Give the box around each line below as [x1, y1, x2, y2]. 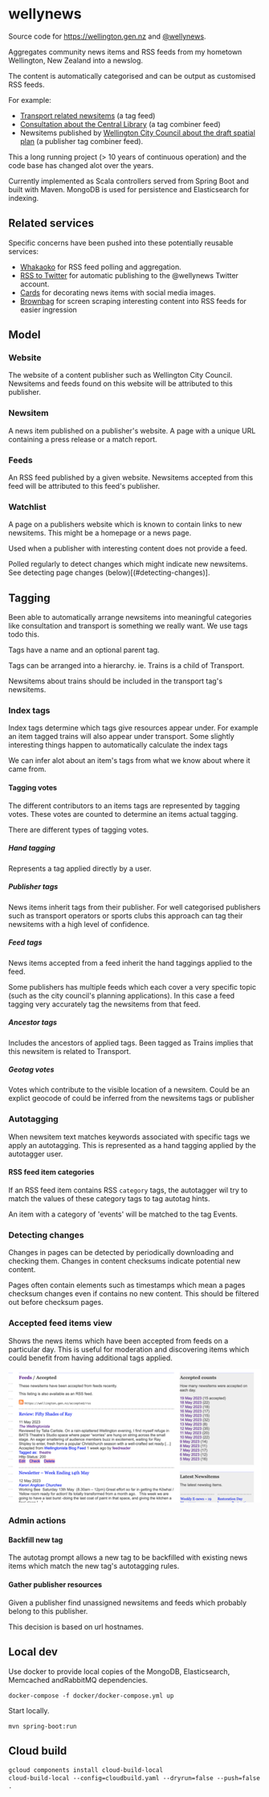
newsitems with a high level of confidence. [8, 919, 150, 929]
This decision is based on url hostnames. [8, 1622, 145, 1631]
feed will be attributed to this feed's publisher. [8, 482, 161, 491]
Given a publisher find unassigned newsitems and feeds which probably [8, 1598, 247, 1607]
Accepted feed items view [8, 1318, 112, 1329]
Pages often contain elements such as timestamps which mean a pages [8, 1280, 246, 1290]
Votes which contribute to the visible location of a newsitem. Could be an [8, 1085, 251, 1094]
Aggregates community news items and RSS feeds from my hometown [8, 47, 243, 56]
